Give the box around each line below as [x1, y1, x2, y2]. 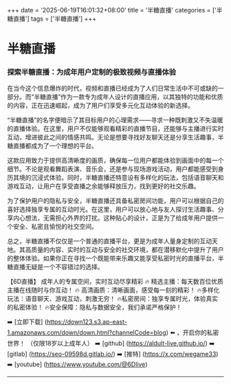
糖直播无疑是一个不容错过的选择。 [7, 263, 104, 271]
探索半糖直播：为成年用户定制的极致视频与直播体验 [7, 67, 177, 77]
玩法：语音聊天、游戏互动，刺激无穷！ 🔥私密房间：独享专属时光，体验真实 [7, 295, 219, 303]
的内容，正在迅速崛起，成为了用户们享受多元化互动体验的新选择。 [7, 102, 194, 110]
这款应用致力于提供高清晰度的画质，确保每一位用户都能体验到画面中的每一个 [7, 157, 224, 165]
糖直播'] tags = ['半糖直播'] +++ [7, 14, 97, 23]
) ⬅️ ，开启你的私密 [166, 328, 219, 337]
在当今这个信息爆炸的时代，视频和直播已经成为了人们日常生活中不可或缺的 [7, 84, 218, 93]
